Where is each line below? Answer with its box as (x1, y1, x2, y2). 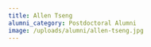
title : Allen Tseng (8, 11, 73, 20)
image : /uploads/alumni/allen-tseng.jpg (8, 26, 145, 34)
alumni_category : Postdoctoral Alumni (8, 19, 137, 27)
